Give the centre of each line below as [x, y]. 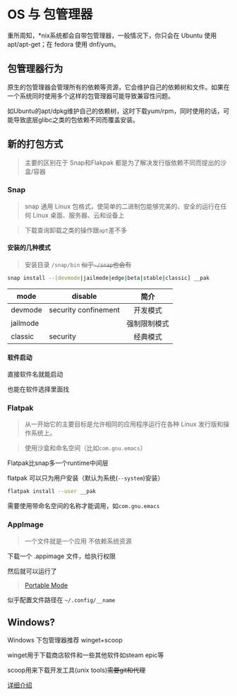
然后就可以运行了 [32, 571]
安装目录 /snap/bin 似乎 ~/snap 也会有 [78, 265]
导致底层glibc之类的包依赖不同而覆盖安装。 [76, 119]
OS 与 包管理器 [50, 14]
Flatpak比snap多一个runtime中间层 [58, 463]
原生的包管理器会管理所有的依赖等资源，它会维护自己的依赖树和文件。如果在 [119, 87]
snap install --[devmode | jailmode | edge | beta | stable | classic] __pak [109, 278]
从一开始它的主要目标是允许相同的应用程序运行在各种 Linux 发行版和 [124, 424]
